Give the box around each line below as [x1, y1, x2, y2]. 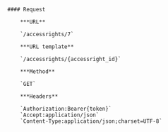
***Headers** [20, 93, 59, 100]
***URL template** [20, 43, 74, 50]
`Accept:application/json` [20, 111, 100, 119]
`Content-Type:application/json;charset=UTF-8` [20, 118, 162, 125]
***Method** [20, 68, 55, 75]
